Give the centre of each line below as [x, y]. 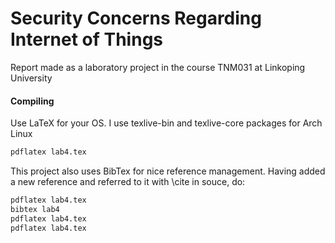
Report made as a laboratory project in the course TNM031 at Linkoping [158, 67]
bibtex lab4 [35, 209]
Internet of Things [87, 39]
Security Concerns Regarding [136, 18]
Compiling [32, 101]
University [31, 78]
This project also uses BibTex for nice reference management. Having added [168, 171]
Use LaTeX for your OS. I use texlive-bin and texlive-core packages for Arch [166, 123]
